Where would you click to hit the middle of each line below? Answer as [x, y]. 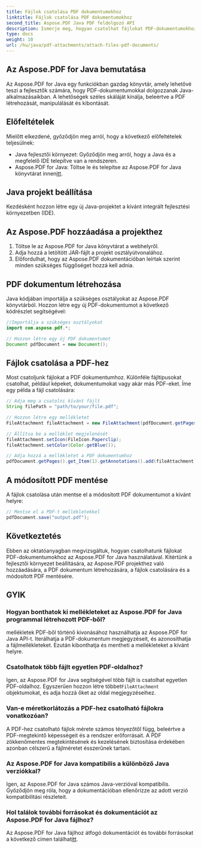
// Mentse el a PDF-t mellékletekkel [53, 512]
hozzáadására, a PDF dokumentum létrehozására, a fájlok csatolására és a [98, 569]
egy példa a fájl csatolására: [41, 390]
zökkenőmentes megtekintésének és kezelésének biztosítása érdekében [95, 741]
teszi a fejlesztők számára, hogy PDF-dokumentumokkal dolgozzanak [92, 90]
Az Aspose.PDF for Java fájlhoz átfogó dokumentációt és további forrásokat [100, 833]
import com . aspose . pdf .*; [38, 328]
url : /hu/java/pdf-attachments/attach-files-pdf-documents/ [83, 46]
